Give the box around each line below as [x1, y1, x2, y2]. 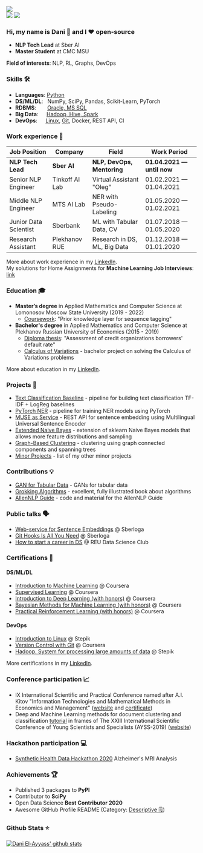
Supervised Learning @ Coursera [14, 588, 98, 596]
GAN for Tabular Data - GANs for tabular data [14, 481, 128, 489]
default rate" [24, 341, 56, 348]
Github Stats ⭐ [6, 824, 50, 832]
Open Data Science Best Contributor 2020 [14, 799, 123, 806]
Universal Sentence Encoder [14, 420, 86, 427]
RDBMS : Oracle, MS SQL [14, 104, 87, 111]
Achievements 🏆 [6, 770, 59, 779]
